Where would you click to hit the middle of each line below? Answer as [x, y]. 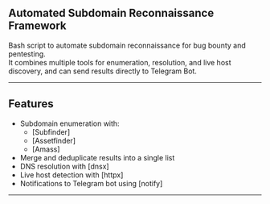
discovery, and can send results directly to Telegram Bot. [102, 71]
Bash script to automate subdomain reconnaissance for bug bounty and [127, 45]
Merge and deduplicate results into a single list [97, 157]
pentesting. [27, 54]
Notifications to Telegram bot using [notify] [91, 183]
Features [31, 104]
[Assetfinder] [54, 140]
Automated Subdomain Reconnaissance [111, 13]
